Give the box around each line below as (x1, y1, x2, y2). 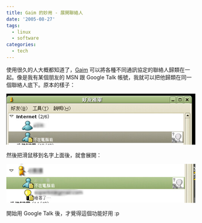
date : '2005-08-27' (6, 16, 56, 22)
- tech (11, 48, 28, 54)
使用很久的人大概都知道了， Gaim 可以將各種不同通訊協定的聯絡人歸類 (6, 66, 180, 73)
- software (11, 35, 39, 42)
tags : (6, 22, 20, 28)
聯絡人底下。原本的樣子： (11, 81, 76, 88)
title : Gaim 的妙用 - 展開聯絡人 (6, 10, 83, 16)
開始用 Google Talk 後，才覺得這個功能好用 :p (6, 209, 120, 217)
